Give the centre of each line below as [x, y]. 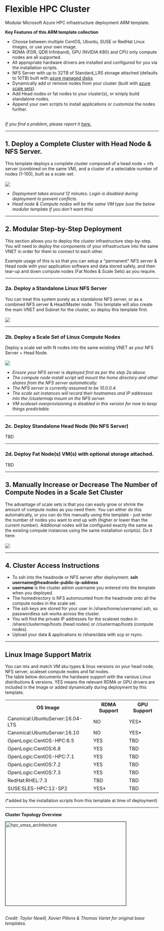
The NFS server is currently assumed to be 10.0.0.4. [64, 388]
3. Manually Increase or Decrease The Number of [81, 485]
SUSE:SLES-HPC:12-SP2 [37, 788]
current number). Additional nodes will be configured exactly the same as [79, 525]
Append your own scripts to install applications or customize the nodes [83, 104]
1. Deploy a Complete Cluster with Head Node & [78, 144]
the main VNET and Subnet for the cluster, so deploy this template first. [77, 309]
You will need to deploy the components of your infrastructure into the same [82, 246]
